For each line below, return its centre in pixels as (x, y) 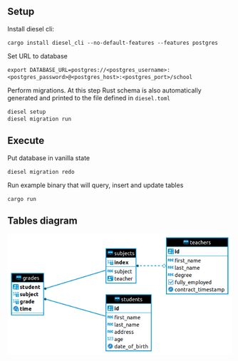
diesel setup (27, 112)
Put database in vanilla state (49, 158)
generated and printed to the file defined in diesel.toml (89, 98)
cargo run (22, 199)
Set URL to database (37, 56)
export (17, 70)
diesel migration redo (41, 172)
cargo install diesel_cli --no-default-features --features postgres (113, 43)
